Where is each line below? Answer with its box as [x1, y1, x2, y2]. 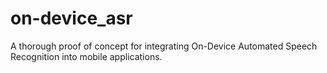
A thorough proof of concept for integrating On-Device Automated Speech [10, 40, 318, 52]
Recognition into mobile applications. [10, 50, 163, 62]
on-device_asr [10, 7, 133, 30]
